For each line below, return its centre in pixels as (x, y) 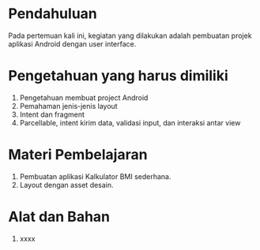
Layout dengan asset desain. (66, 185)
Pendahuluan (53, 14)
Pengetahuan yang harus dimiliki (119, 76)
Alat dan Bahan (59, 217)
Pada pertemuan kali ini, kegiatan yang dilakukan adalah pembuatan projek (130, 35)
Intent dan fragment (52, 114)
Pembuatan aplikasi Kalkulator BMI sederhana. (95, 176)
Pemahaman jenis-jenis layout (68, 106)
